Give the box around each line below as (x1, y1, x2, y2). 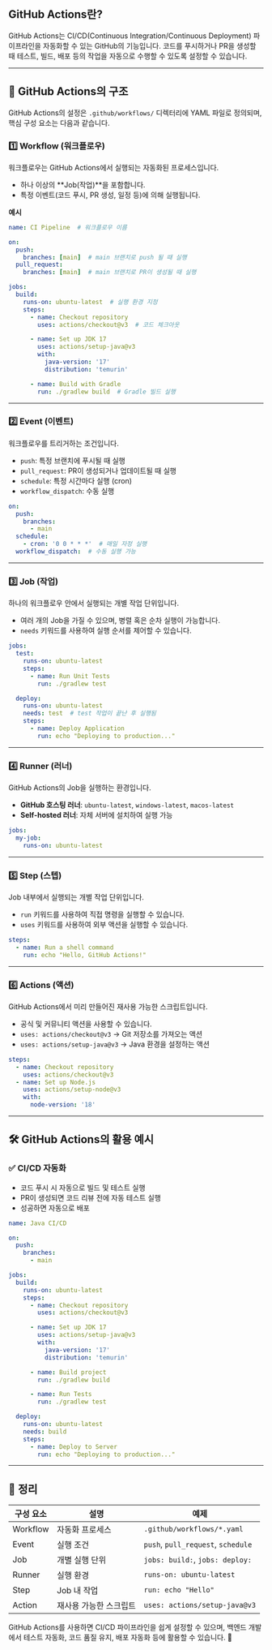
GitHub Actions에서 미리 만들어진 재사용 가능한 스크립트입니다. (8, 1001, 208, 1012)
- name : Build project (29, 1368, 107, 1377)
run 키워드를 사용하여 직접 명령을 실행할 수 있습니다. (19, 909, 185, 919)
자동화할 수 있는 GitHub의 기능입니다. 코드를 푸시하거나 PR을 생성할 (43, 41, 257, 50)
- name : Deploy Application (29, 724, 125, 733)
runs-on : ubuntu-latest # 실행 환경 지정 (23, 298, 158, 306)
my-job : (15, 834, 42, 842)
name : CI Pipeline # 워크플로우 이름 (8, 223, 128, 231)
